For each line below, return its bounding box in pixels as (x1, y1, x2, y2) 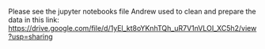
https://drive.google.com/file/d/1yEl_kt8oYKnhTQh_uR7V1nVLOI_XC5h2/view (8, 24, 257, 32)
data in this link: (8, 15, 59, 24)
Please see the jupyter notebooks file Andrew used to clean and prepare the (8, 7, 257, 16)
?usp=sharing (8, 32, 53, 41)
